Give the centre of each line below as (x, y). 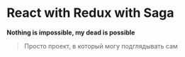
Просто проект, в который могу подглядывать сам (101, 46)
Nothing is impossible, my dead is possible (71, 32)
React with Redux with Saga (90, 13)
